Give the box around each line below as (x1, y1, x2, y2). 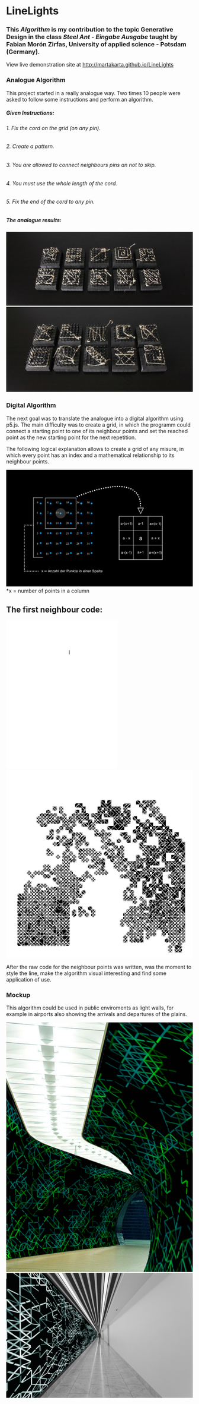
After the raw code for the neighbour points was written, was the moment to (6, 963, 192, 970)
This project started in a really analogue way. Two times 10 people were (6, 89, 181, 96)
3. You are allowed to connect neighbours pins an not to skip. (6, 161, 156, 168)
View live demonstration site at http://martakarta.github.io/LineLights (6, 61, 174, 68)
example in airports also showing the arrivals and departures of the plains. (6, 1011, 188, 1018)
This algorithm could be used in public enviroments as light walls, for (6, 1004, 174, 1011)
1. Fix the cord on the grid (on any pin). (6, 124, 101, 131)
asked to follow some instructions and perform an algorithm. (6, 96, 153, 103)
